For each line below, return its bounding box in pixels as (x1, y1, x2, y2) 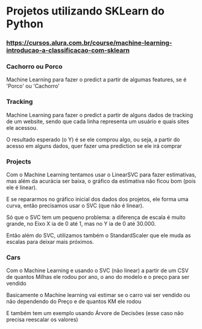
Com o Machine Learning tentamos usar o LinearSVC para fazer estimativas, (6, 171, 197, 178)
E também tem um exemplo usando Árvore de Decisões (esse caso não (6, 310, 184, 317)
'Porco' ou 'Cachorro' (6, 83, 60, 90)
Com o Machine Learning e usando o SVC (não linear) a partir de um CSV (6, 267, 189, 274)
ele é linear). (6, 184, 37, 191)
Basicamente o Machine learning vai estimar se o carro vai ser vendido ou (6, 292, 191, 299)
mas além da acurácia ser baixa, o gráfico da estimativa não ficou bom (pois (6, 177, 196, 185)
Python (6, 17, 43, 31)
